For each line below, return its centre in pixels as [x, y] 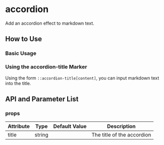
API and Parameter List [42, 99]
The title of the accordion [121, 135]
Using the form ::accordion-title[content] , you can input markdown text [82, 78]
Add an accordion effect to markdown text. [50, 23]
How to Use [24, 39]
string [42, 135]
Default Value [70, 126]
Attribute [19, 126]
